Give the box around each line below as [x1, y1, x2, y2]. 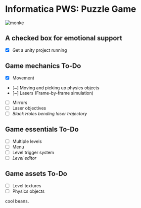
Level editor [12, 155, 37, 161]
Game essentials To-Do [5, 125, 79, 134]
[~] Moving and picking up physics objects [12, 85, 100, 91]
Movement [12, 75, 35, 81]
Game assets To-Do [5, 170, 68, 178]
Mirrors [12, 100, 28, 105]
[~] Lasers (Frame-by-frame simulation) [12, 90, 94, 96]
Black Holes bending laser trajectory [12, 110, 88, 116]
